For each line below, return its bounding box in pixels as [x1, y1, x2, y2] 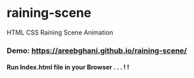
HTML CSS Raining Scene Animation [6, 28, 114, 37]
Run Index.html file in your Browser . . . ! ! [6, 63, 130, 72]
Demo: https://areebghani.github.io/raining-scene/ [6, 46, 187, 56]
